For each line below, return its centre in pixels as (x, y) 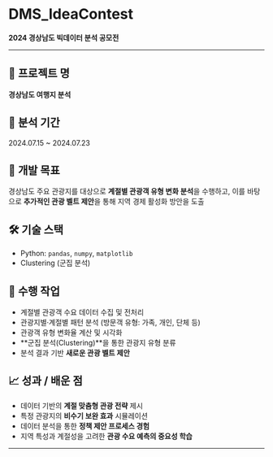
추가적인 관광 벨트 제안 (59, 202)
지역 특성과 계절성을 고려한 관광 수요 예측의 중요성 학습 (106, 436)
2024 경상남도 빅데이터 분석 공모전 (64, 37)
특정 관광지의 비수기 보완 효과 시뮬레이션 (84, 416)
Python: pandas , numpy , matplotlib (76, 254)
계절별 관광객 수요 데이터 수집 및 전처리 (82, 312)
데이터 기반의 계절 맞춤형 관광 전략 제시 (82, 405)
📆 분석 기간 (35, 123)
